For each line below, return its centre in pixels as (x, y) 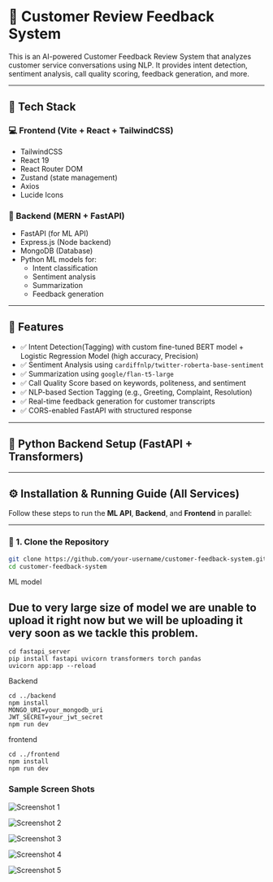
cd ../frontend (34, 755)
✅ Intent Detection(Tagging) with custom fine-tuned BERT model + (132, 347)
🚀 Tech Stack (42, 107)
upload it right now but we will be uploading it (126, 620)
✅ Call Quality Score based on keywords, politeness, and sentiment (133, 382)
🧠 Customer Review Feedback (112, 17)
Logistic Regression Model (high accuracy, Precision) (109, 356)
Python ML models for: (58, 259)
